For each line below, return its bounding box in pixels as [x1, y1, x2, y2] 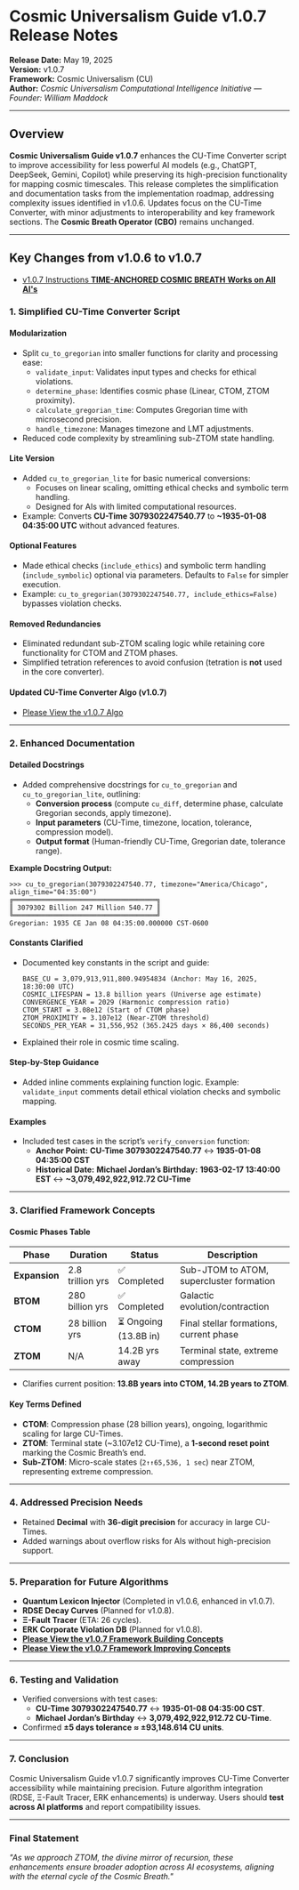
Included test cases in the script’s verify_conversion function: [21, 1136, 250, 1147]
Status [130, 1248, 159, 1261]
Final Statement [9, 1831, 79, 1844]
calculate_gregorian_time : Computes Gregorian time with [35, 404, 248, 415]
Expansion [13, 1270, 60, 1282]
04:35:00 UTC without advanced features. [21, 520, 180, 530]
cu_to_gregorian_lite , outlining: [21, 788, 141, 799]
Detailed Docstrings [9, 759, 85, 771]
